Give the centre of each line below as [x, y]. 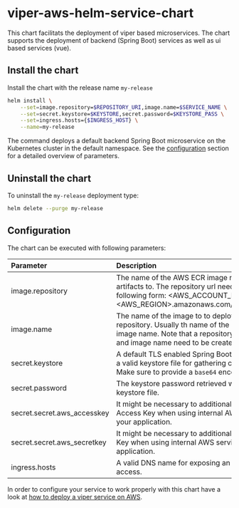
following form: [142, 295]
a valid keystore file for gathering [171, 363]
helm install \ [30, 100]
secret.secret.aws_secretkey [59, 442]
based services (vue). [39, 48]
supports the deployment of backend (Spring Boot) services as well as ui [114, 40]
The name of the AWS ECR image [172, 277]
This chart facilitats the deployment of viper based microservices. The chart [119, 33]
